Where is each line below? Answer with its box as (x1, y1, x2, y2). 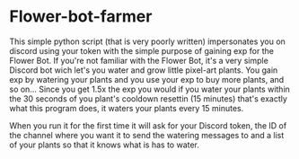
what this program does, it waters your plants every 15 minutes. (9, 102, 244, 113)
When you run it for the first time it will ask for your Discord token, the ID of (9, 119, 287, 131)
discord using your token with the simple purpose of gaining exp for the (9, 45, 274, 56)
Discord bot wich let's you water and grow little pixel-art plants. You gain (9, 65, 278, 75)
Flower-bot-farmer (9, 6, 153, 27)
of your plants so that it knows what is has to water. (9, 139, 200, 150)
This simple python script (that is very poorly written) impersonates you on (9, 36, 286, 47)
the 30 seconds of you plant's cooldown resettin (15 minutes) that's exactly (9, 93, 287, 104)
